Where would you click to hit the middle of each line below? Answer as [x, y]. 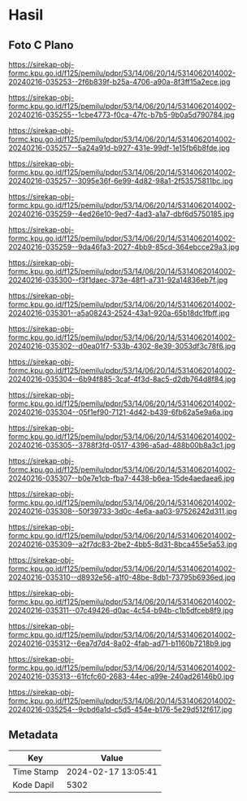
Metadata [33, 735]
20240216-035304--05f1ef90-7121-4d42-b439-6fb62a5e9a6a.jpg [121, 412]
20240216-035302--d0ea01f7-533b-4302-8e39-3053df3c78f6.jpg [122, 346]
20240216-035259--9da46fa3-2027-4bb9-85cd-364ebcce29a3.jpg [124, 247]
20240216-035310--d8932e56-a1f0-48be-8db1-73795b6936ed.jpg [122, 577]
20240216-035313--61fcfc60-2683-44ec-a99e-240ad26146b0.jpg [121, 676]
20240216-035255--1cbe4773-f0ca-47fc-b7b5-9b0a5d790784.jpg [122, 115]
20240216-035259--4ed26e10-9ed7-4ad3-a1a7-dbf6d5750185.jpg [121, 214]
